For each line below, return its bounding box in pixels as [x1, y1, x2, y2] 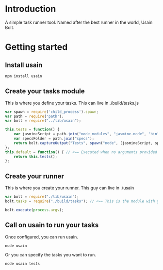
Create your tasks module [5, 87, 85, 95]
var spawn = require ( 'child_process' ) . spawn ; [5, 109, 98, 114]
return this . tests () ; [14, 154, 57, 159]
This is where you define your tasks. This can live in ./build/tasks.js [5, 100, 139, 106]
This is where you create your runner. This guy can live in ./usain [5, 185, 134, 191]
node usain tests [5, 261, 40, 266]
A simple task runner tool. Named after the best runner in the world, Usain [5, 19, 153, 25]
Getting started [5, 42, 68, 53]
